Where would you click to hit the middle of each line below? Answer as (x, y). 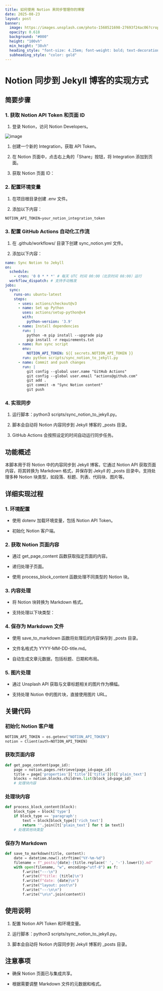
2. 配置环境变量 (23, 187)
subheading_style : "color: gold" (43, 55)
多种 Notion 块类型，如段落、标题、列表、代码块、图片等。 (68, 477)
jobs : (10, 286)
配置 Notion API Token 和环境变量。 (48, 923)
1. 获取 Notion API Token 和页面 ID (45, 115)
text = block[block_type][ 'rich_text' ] (63, 821)
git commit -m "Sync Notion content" (65, 385)
